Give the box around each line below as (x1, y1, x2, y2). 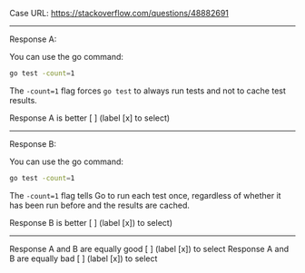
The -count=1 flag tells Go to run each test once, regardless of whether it (9, 190, 281, 200)
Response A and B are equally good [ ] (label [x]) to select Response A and (9, 243, 290, 254)
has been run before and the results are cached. (9, 200, 191, 210)
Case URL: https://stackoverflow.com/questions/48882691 (9, 8, 230, 18)
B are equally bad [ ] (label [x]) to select (9, 253, 158, 264)
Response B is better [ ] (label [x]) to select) (9, 217, 172, 228)
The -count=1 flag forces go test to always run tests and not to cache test (9, 85, 286, 96)
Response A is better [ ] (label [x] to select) (9, 112, 171, 123)
